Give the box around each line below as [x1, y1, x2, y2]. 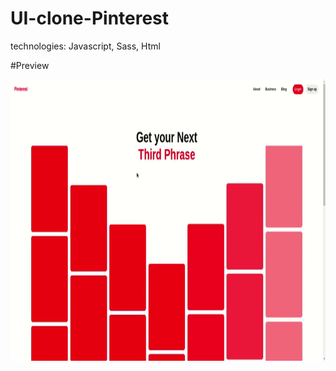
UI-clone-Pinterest [10, 7, 170, 30]
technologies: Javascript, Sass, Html [10, 40, 161, 52]
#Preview [10, 59, 50, 71]
